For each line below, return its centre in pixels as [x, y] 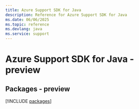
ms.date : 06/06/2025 [27, 19]
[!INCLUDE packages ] [28, 101]
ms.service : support [27, 34]
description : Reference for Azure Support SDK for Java [66, 15]
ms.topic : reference [27, 24]
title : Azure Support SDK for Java [43, 10]
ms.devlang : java [24, 29]
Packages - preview [38, 89]
